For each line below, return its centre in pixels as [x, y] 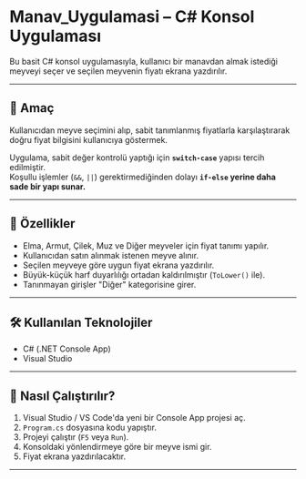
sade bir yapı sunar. [48, 186]
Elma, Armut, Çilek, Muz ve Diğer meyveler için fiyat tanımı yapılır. [146, 245]
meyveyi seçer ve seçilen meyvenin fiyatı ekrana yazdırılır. [118, 71]
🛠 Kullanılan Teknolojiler [81, 322]
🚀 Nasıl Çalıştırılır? [62, 396]
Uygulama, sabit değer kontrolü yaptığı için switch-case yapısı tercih [137, 158]
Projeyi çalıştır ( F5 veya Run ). [76, 437]
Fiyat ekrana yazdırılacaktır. [74, 456]
